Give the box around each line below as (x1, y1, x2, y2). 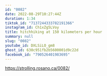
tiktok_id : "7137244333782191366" (5, 20, 75, 26)
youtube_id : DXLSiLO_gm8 (5, 43, 55, 48)
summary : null (5, 34, 34, 39)
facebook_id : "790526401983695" (5, 52, 70, 57)
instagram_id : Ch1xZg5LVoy (5, 25, 59, 30)
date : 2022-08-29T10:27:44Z (5, 12, 62, 16)
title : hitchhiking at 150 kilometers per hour (5, 30, 103, 34)
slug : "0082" (5, 39, 31, 44)
